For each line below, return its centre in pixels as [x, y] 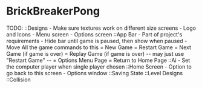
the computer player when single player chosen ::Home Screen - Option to [99, 66]
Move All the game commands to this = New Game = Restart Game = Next [99, 47]
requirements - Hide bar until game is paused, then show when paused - [97, 41]
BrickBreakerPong [53, 11]
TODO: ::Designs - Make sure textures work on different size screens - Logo [101, 28]
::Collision [19, 80]
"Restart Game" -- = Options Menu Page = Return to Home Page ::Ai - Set [98, 60]
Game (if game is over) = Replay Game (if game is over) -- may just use [95, 53]
